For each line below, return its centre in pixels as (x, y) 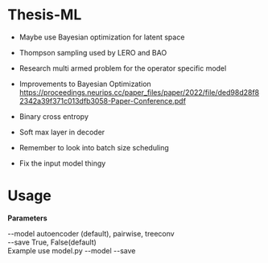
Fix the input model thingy (62, 163)
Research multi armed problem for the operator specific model (123, 68)
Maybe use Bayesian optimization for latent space (102, 37)
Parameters (27, 218)
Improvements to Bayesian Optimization (85, 84)
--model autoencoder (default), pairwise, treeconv (91, 233)
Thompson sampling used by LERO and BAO (93, 52)
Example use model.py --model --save (72, 250)
